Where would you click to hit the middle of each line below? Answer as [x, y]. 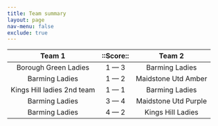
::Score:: [115, 56]
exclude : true [28, 33]
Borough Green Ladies [53, 67]
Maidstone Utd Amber [172, 78]
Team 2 [172, 56]
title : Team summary [37, 13]
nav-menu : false [30, 26]
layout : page [26, 20]
